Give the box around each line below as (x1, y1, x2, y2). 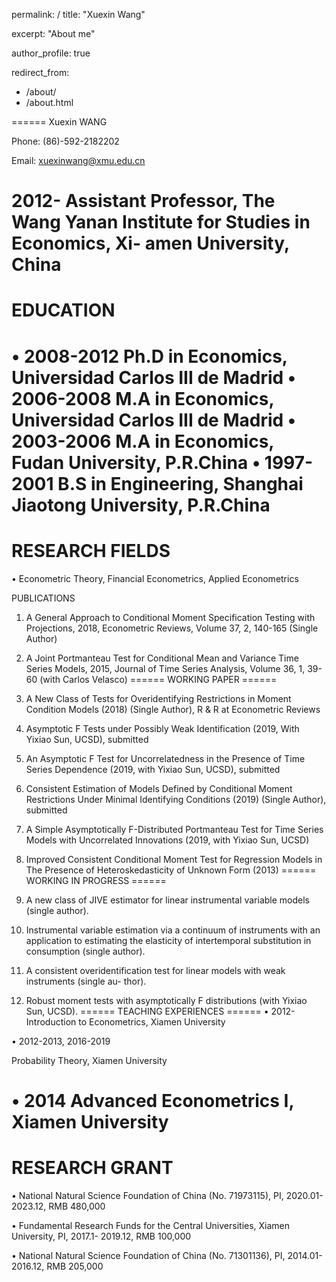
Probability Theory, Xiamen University (11, 1054, 168, 1066)
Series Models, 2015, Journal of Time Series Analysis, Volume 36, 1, (25, 662, 306, 674)
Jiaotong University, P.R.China (11, 494, 271, 516)
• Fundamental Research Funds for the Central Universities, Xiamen (11, 1219, 291, 1231)
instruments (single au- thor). (25, 975, 147, 987)
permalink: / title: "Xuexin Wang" (11, 9, 146, 20)
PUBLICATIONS (11, 592, 76, 604)
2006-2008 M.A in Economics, (11, 387, 274, 410)
